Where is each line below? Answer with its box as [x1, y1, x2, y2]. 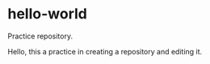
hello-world [7, 5, 88, 23]
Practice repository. [7, 31, 73, 41]
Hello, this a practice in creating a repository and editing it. [7, 46, 203, 56]
